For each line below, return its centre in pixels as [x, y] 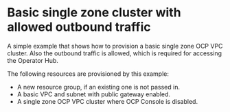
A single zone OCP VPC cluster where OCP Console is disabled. [107, 101]
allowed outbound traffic [79, 27]
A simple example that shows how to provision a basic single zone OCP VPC [115, 46]
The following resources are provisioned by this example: [88, 74]
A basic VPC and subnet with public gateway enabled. [93, 94]
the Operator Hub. [33, 60]
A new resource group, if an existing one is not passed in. [99, 87]
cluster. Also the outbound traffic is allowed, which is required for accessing [114, 53]
